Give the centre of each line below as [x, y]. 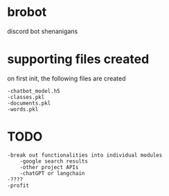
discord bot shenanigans [43, 31]
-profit [18, 185]
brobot [27, 12]
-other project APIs [49, 167]
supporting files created [78, 59]
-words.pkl [23, 109]
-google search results [54, 161]
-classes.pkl [26, 97]
